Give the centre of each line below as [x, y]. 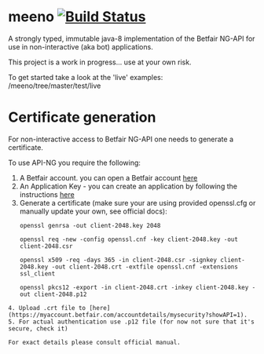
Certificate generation [82, 117]
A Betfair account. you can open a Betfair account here [108, 177]
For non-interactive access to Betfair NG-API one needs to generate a [121, 139]
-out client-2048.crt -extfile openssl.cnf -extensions [145, 267]
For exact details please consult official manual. [94, 342]
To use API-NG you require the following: [75, 162]
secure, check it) [38, 328]
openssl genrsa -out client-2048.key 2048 [90, 225]
